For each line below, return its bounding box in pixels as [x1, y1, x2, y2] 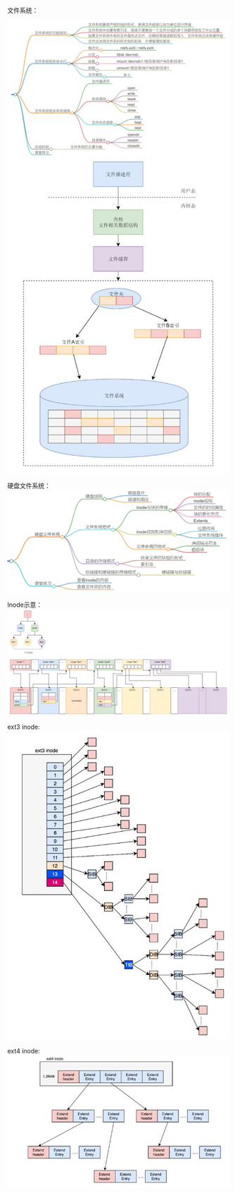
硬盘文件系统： [7, 481, 51, 490]
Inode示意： [7, 600, 43, 609]
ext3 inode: [7, 722, 40, 731]
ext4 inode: [7, 1046, 40, 1055]
